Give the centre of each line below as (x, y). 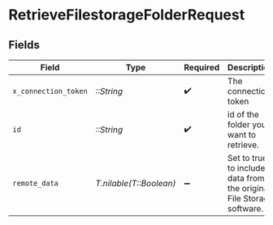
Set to (238, 158)
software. (245, 208)
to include (246, 168)
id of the (243, 115)
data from (246, 178)
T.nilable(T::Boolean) (136, 183)
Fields (24, 45)
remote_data (36, 183)
